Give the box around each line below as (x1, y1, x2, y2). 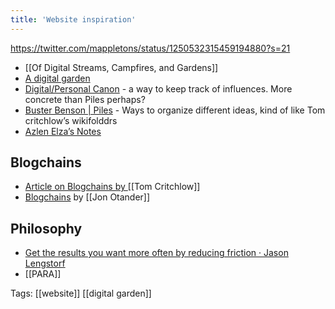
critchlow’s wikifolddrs (24, 114, 118, 126)
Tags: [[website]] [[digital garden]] (10, 287, 152, 300)
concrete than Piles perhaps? (24, 93, 146, 105)
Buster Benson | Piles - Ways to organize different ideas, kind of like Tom (24, 104, 326, 116)
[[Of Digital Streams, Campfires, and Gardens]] (24, 61, 219, 73)
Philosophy (10, 220, 83, 237)
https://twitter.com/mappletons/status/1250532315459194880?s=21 (10, 42, 291, 54)
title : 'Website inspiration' (10, 14, 137, 25)
